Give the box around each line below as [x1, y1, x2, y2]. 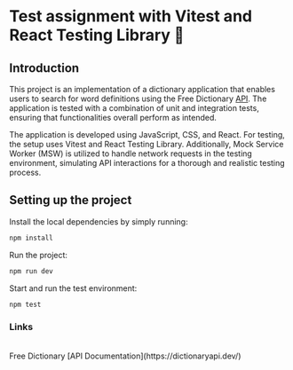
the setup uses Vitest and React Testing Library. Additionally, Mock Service [9, 139, 284, 149]
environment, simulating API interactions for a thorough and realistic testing [9, 158, 286, 168]
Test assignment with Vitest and [9, 6, 253, 27]
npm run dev [9, 266, 53, 276]
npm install [9, 233, 53, 242]
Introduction [9, 60, 80, 75]
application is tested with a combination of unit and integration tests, [9, 103, 259, 113]
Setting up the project [9, 193, 132, 208]
